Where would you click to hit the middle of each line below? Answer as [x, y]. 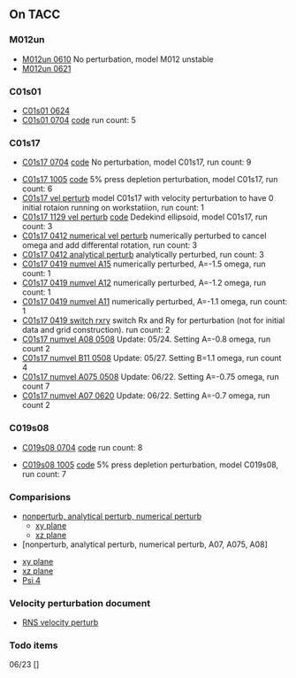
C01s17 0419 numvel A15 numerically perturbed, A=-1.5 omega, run [144, 264]
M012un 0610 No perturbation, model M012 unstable [118, 59]
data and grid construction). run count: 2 [96, 330]
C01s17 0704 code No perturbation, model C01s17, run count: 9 [137, 162]
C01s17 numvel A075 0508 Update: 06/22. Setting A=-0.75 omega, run [151, 377]
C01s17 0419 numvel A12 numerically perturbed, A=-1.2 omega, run [144, 283]
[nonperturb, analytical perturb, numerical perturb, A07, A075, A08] [144, 544]
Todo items [34, 645]
